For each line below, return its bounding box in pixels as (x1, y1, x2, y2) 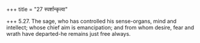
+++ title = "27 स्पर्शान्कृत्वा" (6, 6, 68, 13)
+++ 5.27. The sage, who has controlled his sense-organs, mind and (6, 18, 177, 24)
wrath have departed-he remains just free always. (6, 30, 131, 37)
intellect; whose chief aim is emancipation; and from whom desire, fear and (6, 24, 195, 31)
